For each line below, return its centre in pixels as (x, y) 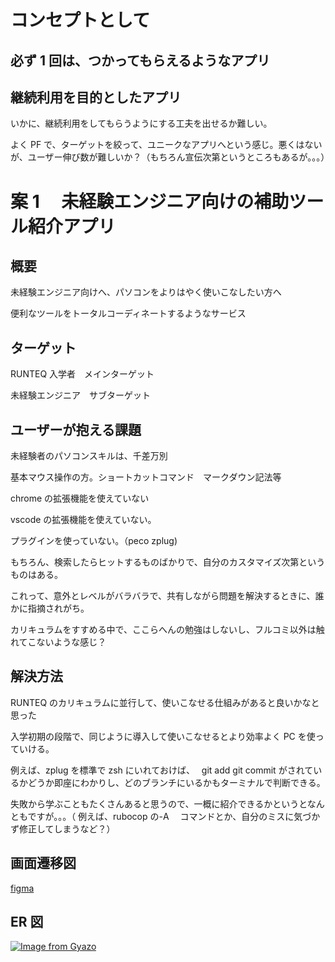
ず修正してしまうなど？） (63, 828)
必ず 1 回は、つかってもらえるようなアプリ (140, 60)
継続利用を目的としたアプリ (96, 97)
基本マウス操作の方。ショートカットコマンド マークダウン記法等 (146, 477)
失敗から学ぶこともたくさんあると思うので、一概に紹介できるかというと (159, 803)
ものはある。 (36, 575)
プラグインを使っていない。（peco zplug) (94, 541)
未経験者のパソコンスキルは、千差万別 (89, 456)
